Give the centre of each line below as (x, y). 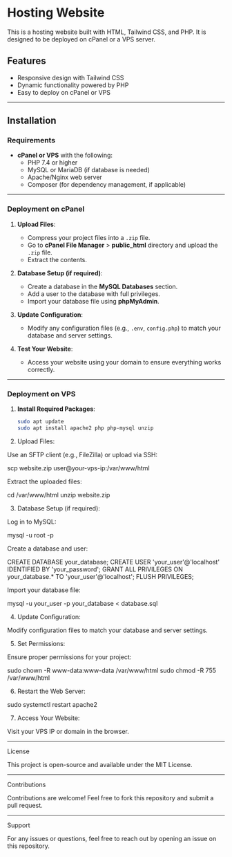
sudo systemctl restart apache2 (52, 704)
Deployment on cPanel (46, 209)
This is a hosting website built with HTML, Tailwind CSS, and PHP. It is (107, 32)
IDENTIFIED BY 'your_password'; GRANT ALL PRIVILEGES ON (95, 569)
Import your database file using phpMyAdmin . (94, 301)
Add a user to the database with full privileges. (94, 294)
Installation (32, 121)
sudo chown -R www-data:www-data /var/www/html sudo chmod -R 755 (112, 670)
